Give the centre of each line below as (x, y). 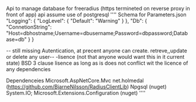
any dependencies (28, 69)
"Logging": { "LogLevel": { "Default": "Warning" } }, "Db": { (77, 21)
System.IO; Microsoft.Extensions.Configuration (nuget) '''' (76, 93)
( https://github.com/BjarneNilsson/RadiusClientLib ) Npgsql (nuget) (86, 87)
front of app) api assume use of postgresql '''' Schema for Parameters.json (96, 15)
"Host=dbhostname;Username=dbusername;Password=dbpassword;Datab (97, 33)
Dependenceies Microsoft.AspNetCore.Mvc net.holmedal (75, 80)
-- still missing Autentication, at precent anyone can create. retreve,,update (97, 51)
